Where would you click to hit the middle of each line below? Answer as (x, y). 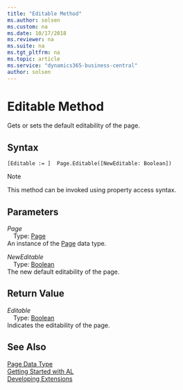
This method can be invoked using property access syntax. (92, 190)
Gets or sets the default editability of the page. (74, 125)
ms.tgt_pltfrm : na (34, 53)
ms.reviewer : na (31, 40)
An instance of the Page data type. (57, 244)
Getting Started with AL (41, 371)
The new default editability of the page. (63, 272)
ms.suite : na (26, 46)
